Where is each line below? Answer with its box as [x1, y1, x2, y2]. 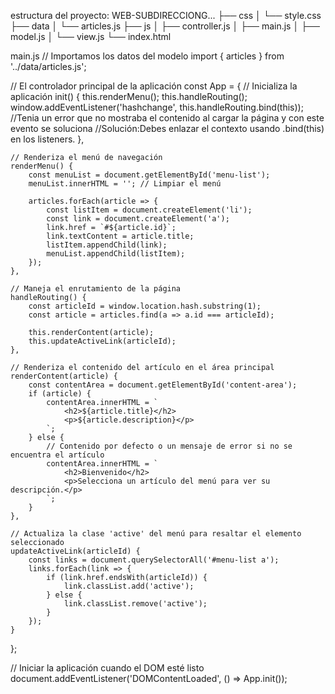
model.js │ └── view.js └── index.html [10, 31, 172, 42]
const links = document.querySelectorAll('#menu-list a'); [28, 555, 280, 565]
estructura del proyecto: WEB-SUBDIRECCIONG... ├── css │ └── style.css [10, 10, 322, 21]
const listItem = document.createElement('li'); [46, 205, 253, 215]
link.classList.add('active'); [63, 581, 195, 591]
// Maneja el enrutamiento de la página [10, 284, 182, 294]
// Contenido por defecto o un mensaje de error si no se [46, 441, 293, 451]
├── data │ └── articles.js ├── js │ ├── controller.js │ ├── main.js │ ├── [10, 20, 320, 32]
